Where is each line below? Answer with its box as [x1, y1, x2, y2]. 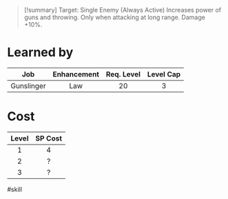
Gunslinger [10, 81, 46, 90]
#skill [7, 185, 23, 193]
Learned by [7, 45, 74, 61]
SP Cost [35, 134, 63, 143]
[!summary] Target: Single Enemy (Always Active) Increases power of [23, 6, 222, 14]
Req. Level [105, 69, 141, 78]
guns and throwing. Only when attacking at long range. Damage [23, 13, 205, 21]
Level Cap [147, 69, 181, 78]
